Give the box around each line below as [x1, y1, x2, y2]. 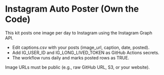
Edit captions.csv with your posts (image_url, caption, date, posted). [12, 44, 150, 50]
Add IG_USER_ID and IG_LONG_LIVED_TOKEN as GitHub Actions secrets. [12, 50, 160, 56]
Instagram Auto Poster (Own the [5, 3, 139, 15]
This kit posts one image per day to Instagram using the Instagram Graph [5, 30, 153, 36]
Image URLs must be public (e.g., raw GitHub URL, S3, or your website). [5, 64, 150, 70]
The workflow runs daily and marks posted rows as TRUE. [12, 55, 130, 60]
